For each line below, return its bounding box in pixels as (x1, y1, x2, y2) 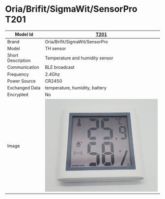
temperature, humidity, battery (45, 85, 107, 91)
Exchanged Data (7, 85, 41, 91)
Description (7, 57, 31, 63)
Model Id (14, 31, 33, 37)
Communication (7, 64, 39, 70)
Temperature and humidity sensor (45, 55, 113, 61)
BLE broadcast (45, 64, 75, 70)
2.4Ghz (45, 71, 60, 77)
